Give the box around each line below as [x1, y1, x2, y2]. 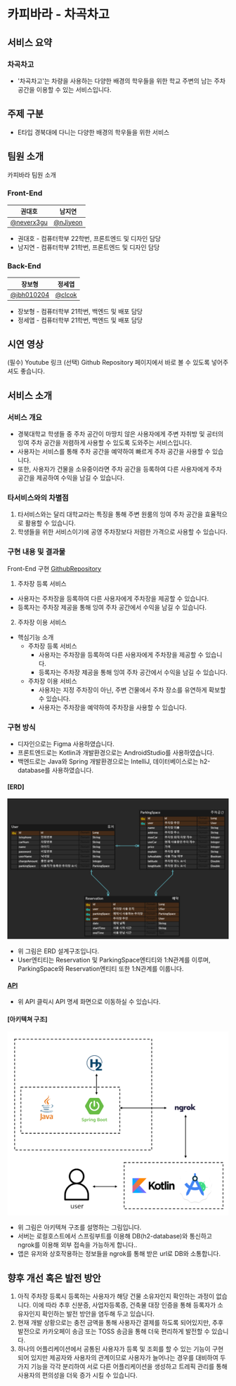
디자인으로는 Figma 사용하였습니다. [17, 739, 114, 748]
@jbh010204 [10, 291, 50, 299]
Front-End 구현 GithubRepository [7, 564, 102, 573]
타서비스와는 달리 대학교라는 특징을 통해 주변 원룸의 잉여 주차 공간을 [17, 510, 204, 518]
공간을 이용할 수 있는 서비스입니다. [17, 85, 112, 93]
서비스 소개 [7, 389, 53, 401]
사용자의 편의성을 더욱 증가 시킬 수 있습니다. [17, 1371, 138, 1380]
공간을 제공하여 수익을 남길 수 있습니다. [17, 473, 125, 482]
